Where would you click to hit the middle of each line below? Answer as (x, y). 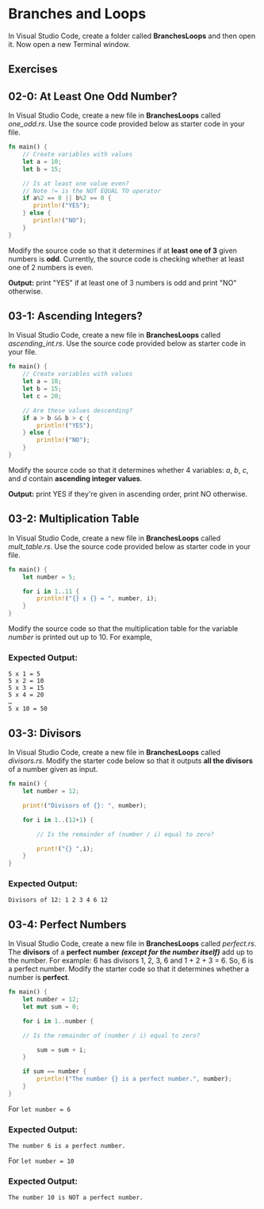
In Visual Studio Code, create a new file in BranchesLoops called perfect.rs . (132, 944)
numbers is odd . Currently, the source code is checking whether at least (126, 258)
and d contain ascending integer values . (75, 479)
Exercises (33, 70)
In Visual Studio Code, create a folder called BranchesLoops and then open (132, 36)
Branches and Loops (77, 14)
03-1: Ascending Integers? (75, 316)
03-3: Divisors (45, 733)
